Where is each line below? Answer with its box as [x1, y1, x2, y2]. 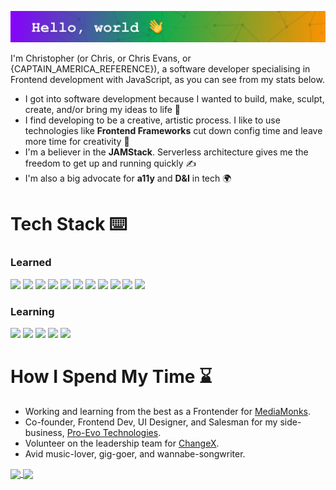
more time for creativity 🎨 [24, 136, 130, 148]
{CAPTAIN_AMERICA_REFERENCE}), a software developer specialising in [10, 63, 311, 75]
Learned [10, 256, 52, 270]
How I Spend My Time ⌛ [10, 366, 213, 388]
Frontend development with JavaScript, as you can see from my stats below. [10, 74, 325, 86]
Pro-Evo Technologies [66, 426, 159, 438]
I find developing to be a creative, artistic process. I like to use [24, 114, 281, 126]
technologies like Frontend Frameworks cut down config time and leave [24, 125, 323, 137]
